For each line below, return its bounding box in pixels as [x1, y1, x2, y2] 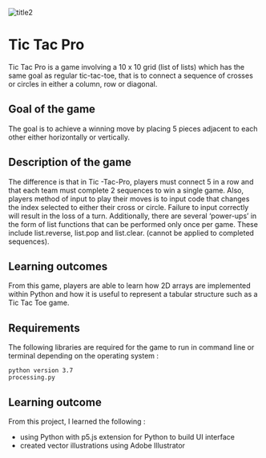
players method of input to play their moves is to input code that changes [8, 193, 250, 204]
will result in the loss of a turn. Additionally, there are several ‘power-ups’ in [8, 211, 257, 221]
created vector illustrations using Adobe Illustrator [19, 441, 186, 450]
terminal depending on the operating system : [8, 351, 159, 361]
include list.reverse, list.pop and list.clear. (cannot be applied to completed [8, 228, 255, 237]
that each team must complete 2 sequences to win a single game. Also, [8, 185, 244, 195]
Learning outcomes [8, 259, 108, 273]
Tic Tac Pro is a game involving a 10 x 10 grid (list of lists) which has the [8, 62, 245, 71]
